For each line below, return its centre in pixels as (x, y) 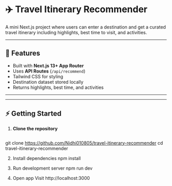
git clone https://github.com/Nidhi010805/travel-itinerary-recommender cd (84, 143)
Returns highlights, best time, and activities (58, 87)
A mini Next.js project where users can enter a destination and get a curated (86, 27)
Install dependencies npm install (47, 158)
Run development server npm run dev (53, 168)
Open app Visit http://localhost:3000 (51, 178)
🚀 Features (23, 53)
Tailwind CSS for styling (38, 76)
